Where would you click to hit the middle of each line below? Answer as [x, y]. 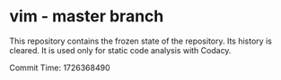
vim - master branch [87, 16]
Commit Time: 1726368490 [60, 68]
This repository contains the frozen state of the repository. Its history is [140, 41]
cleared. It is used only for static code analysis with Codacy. [120, 50]
